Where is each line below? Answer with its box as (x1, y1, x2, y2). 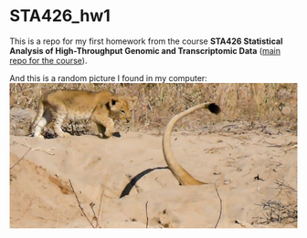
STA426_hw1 (9, 5, 111, 26)
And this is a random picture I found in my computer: (9, 72, 207, 83)
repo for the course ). (9, 55, 88, 66)
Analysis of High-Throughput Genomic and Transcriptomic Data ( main (9, 45, 281, 56)
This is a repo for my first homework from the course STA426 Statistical (9, 36, 283, 47)
